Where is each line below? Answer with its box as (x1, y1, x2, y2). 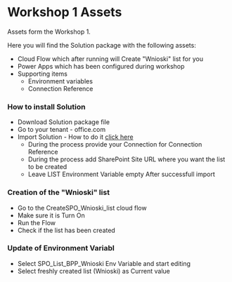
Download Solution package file (17, 118, 110, 126)
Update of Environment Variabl (7, 243, 115, 253)
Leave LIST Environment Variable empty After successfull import (27, 170, 216, 179)
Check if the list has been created (17, 226, 116, 234)
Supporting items (17, 69, 68, 78)
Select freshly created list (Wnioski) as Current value (17, 267, 170, 275)
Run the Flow (17, 218, 56, 227)
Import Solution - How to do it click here (17, 133, 134, 141)
